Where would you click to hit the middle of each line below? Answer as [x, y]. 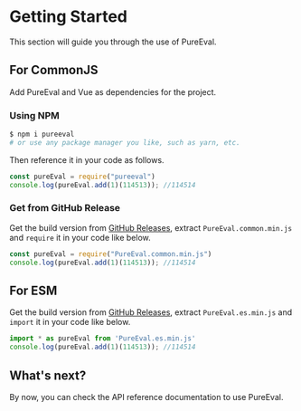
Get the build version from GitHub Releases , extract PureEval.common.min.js [150, 227]
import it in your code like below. [70, 322]
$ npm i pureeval [42, 134]
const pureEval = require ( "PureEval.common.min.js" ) [111, 254]
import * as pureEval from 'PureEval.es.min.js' [103, 339]
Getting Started [69, 17]
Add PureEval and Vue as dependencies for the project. [113, 91]
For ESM [33, 290]
